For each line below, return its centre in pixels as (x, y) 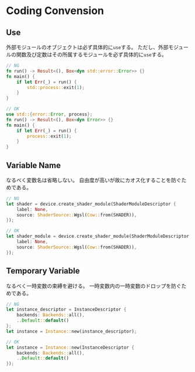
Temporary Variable (43, 271)
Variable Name (34, 165)
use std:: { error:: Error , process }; (49, 114)
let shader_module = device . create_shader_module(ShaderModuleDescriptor (98, 236)
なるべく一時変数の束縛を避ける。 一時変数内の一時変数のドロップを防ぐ (94, 286)
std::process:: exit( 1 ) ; (56, 87)
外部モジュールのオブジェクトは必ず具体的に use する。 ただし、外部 (87, 47)
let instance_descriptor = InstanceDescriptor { (66, 310)
